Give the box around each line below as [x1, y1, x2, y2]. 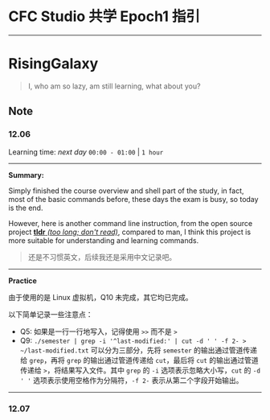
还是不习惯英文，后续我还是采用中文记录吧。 [27, 252, 177, 261]
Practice [8, 275, 38, 286]
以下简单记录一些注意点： [8, 309, 93, 319]
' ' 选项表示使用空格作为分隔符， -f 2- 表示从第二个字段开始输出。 [19, 375, 243, 385]
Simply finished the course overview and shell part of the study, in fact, [8, 186, 244, 196]
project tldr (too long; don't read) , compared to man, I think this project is [8, 227, 252, 237]
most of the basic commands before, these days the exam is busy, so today [8, 194, 259, 204]
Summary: [8, 170, 44, 179]
